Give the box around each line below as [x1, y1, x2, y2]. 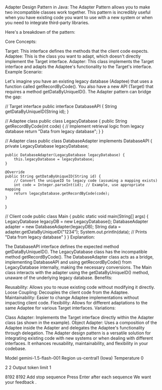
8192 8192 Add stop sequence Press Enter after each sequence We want [5, 374, 151, 380]
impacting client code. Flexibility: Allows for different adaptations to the [5, 300, 148, 305]
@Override [5, 170, 25, 174]
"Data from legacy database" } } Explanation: [5, 234, 95, 240]
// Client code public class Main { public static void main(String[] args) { [5, 214, 149, 219]
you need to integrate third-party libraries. [5, 20, 90, 25]
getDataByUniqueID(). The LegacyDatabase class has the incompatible [5, 249, 147, 255]
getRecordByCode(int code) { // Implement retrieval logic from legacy [5, 123, 144, 129]
